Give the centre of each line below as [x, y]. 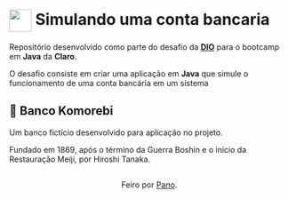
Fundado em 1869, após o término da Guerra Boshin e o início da [128, 149]
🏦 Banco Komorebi [61, 111]
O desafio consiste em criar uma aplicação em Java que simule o [129, 73]
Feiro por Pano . [149, 185]
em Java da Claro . [43, 56]
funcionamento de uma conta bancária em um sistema [109, 83]
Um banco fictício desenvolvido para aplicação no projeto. [116, 132]
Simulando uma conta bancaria [152, 19]
